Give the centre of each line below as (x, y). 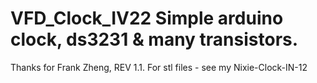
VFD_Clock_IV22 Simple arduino (147, 18)
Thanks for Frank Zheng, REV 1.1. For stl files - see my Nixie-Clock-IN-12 (159, 67)
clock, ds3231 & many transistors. (154, 39)
